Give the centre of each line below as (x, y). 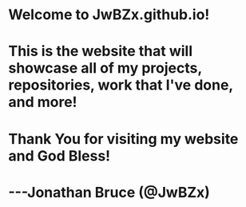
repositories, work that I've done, (121, 85)
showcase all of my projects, (105, 68)
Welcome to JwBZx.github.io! (109, 15)
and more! (43, 102)
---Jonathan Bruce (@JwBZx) (109, 192)
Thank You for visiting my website (123, 139)
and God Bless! (60, 155)
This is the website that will (101, 52)
